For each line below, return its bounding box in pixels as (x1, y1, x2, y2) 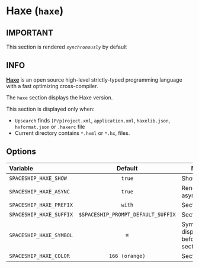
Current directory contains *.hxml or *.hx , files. (14, 129, 130, 137)
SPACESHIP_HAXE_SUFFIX (9, 211, 73, 218)
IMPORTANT (6, 28, 53, 38)
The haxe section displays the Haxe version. (6, 93, 113, 101)
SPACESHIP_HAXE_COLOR (9, 253, 70, 259)
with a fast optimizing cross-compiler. (6, 82, 98, 89)
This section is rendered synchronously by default (6, 43, 127, 50)
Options (6, 147, 37, 157)
